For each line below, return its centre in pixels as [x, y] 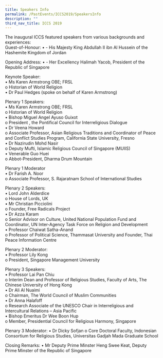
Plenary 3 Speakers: [25, 270]
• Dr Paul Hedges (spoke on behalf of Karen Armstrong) [61, 92]
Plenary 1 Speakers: [25, 102]
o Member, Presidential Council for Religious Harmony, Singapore [71, 321]
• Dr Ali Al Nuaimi [23, 290]
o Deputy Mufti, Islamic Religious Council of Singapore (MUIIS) [68, 148]
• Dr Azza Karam [22, 214]
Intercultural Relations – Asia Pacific [41, 311]
